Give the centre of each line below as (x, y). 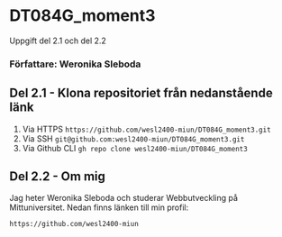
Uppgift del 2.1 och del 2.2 (58, 41)
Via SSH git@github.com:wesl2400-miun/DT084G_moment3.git (133, 138)
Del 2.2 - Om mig (58, 177)
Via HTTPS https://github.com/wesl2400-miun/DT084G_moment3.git (147, 129)
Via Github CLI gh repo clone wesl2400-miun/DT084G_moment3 (135, 148)
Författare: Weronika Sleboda (75, 64)
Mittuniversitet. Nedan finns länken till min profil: (99, 207)
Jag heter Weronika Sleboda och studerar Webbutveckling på (124, 198)
